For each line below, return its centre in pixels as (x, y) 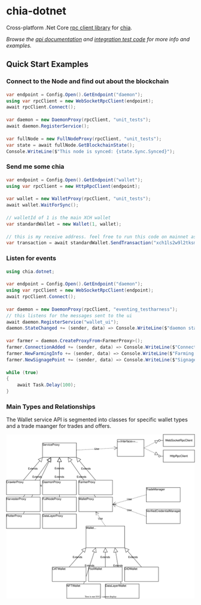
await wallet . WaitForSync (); (42, 205)
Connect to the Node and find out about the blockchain (88, 81)
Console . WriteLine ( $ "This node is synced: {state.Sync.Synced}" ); (91, 151)
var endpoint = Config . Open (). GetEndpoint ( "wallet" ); (75, 180)
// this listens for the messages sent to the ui (69, 315)
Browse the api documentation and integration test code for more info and (98, 39)
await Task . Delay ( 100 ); (47, 385)
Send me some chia (35, 167)
